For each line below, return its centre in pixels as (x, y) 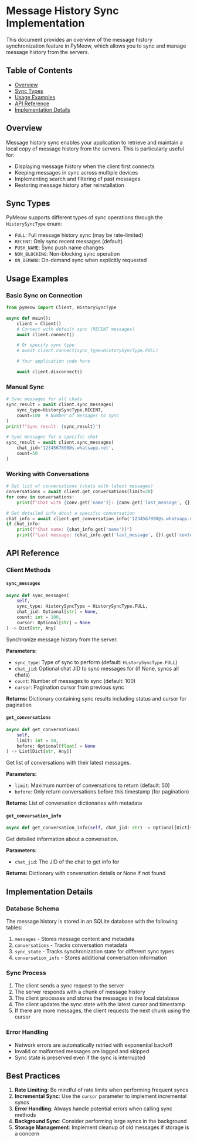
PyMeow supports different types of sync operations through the (84, 217)
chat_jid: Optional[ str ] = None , (57, 612)
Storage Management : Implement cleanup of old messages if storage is (102, 1127)
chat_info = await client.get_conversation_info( (68, 518)
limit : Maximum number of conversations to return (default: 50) (92, 785)
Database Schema (33, 908)
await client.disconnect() (50, 372)
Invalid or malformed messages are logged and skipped (82, 1051)
